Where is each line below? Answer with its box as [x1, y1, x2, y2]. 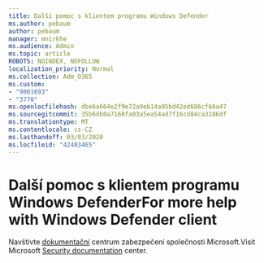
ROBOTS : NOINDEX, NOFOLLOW [8, 58, 100, 66]
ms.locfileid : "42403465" [8, 140, 96, 149]
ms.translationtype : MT [8, 118, 89, 126]
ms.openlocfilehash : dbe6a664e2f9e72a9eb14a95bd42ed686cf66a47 [8, 103, 227, 111]
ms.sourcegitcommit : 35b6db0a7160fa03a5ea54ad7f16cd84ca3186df [8, 111, 227, 119]
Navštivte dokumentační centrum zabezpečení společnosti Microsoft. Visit [8, 237, 256, 247]
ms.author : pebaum [8, 20, 71, 28]
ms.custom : [8, 80, 45, 88]
